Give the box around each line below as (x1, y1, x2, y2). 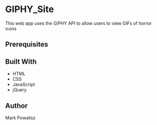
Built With (5, 57, 37, 66)
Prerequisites (5, 40, 48, 49)
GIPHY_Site (5, 4, 54, 15)
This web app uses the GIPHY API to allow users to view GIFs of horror (5, 20, 152, 26)
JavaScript (12, 82, 35, 88)
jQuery (12, 87, 27, 93)
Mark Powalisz (5, 114, 36, 120)
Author (5, 101, 28, 110)
